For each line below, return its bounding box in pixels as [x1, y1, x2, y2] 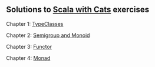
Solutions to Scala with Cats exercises [6, 5, 149, 15]
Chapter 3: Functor [6, 43, 52, 50]
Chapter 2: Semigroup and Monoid [6, 32, 90, 39]
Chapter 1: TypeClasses [6, 20, 64, 27]
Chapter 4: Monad [6, 54, 51, 61]
